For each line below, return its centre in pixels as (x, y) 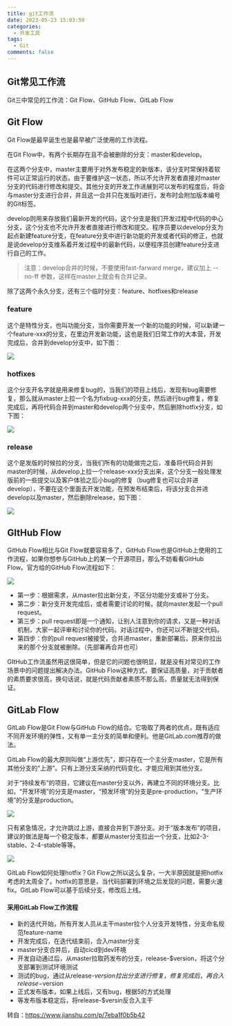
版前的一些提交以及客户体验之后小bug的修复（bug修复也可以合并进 (103, 480)
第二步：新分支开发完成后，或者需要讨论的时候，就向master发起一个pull (120, 604)
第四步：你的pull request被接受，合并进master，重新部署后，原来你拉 (116, 639)
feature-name (43, 933)
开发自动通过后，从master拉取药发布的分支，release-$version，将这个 (118, 958)
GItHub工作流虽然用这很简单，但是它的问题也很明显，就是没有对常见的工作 (114, 662)
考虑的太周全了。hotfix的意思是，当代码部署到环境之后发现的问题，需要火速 (115, 881)
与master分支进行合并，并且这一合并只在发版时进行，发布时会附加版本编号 (114, 195)
